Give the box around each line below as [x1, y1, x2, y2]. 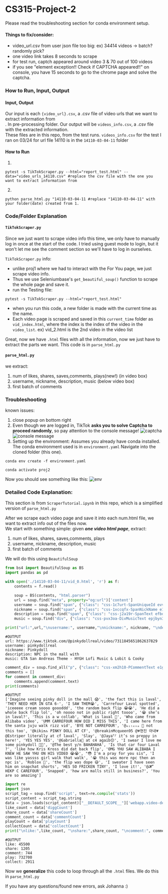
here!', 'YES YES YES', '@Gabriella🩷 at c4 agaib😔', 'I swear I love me [5, 738, 161, 743]
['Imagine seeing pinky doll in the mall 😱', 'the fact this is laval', [5, 697, 161, 702]
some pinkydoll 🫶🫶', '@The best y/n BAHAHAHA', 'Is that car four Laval [5, 742, 160, 747]
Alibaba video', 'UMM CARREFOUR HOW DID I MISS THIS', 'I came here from [5, 719, 162, 724]
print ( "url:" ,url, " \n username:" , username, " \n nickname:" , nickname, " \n [5, 625, 160, 631]
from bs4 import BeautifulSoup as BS [5, 565, 84, 570]
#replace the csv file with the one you [67, 174, 153, 179]
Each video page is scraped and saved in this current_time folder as [12, 316, 153, 322]
